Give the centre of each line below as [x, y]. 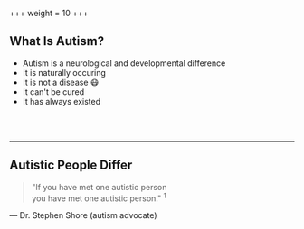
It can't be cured [53, 92]
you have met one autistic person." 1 [99, 197]
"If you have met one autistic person [99, 187]
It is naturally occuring [64, 72]
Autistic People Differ [71, 165]
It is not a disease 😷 [61, 82]
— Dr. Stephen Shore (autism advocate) [83, 215]
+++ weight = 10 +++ [49, 13]
